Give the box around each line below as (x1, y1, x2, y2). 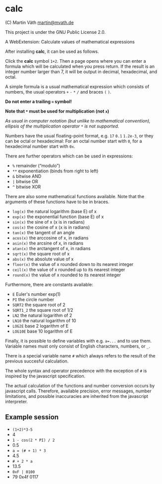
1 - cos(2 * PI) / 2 (12, 438, 55, 443)
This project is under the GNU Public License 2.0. (5, 29, 106, 35)
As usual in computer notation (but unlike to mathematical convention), (5, 118, 151, 123)
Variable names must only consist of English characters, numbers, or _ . (5, 343, 150, 349)
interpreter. (5, 398, 28, 404)
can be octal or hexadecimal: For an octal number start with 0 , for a (5, 138, 142, 144)
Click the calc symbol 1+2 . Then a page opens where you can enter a (5, 58, 146, 64)
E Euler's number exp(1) (12, 291, 61, 297)
